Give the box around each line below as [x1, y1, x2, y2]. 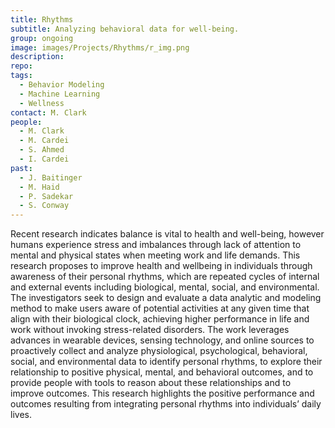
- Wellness [19, 98, 65, 108]
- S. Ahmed [19, 145, 65, 155]
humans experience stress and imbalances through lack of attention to [10, 239, 302, 251]
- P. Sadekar [19, 191, 74, 201]
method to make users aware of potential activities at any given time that [10, 302, 310, 315]
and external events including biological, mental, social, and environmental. [10, 281, 320, 293]
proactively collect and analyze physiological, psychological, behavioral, [10, 345, 308, 357]
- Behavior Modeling [19, 80, 105, 90]
